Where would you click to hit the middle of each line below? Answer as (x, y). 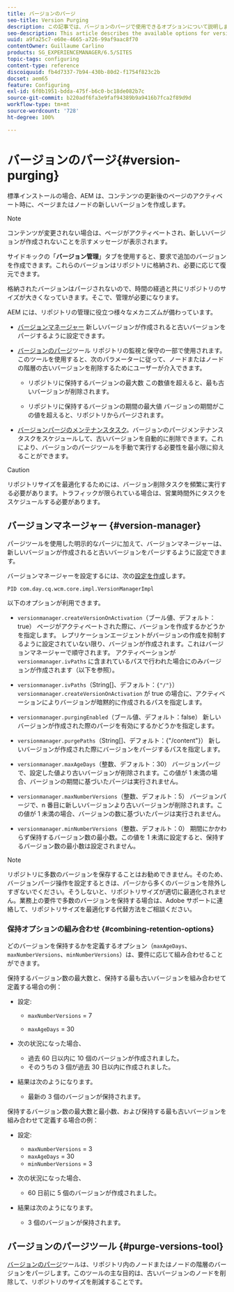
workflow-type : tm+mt (39, 105)
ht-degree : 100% (31, 117)
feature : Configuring (39, 85)
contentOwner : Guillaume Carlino (56, 46)
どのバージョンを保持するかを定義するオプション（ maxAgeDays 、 (99, 945)
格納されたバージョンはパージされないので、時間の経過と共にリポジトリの (114, 288)
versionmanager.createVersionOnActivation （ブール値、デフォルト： (116, 618)
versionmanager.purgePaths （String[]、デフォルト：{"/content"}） (112, 740)
